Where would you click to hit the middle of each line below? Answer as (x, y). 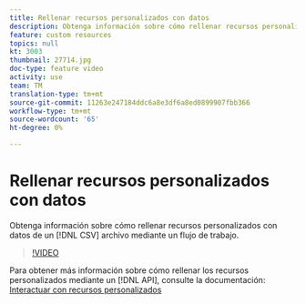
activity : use (36, 77)
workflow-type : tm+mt (51, 111)
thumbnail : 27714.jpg (51, 60)
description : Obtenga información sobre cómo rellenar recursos (134, 26)
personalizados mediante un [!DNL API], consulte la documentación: (138, 279)
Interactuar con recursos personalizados (86, 289)
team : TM (26, 86)
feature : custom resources (61, 35)
